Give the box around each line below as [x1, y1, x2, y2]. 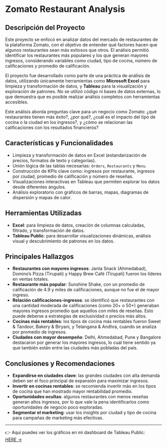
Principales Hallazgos [5, 252, 74, 261]
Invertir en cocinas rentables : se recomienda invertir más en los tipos [12, 383, 157, 389]
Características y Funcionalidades [5, 139, 113, 147]
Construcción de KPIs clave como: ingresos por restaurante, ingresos [12, 168, 155, 174]
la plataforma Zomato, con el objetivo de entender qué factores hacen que [5, 42, 158, 48]
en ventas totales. [12, 276, 49, 282]
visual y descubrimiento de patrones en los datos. [12, 238, 115, 244]
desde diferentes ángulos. [12, 184, 66, 190]
